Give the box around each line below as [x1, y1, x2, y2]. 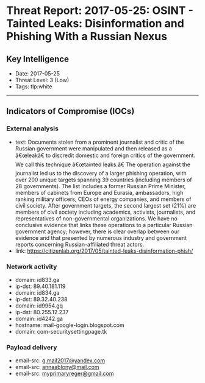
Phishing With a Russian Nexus [6, 30, 168, 43]
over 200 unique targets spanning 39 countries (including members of [15, 176, 192, 183]
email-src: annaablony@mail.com [15, 364, 99, 371]
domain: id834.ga [15, 289, 60, 296]
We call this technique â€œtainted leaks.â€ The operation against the [15, 161, 191, 168]
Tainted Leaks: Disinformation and [6, 16, 184, 30]
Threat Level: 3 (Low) [15, 77, 70, 83]
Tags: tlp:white [15, 83, 52, 90]
